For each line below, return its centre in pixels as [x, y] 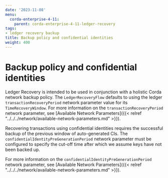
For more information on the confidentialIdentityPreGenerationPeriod [78, 159]
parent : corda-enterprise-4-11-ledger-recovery [65, 24]
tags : [11, 29]
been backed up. [23, 149]
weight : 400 [18, 43]
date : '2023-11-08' [26, 10]
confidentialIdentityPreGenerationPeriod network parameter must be [78, 139]
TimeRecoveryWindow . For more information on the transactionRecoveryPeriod [84, 108]
